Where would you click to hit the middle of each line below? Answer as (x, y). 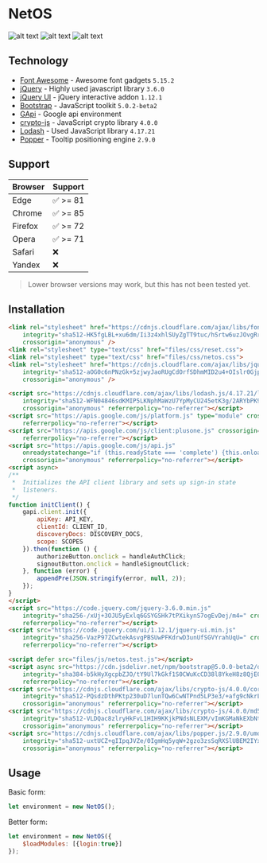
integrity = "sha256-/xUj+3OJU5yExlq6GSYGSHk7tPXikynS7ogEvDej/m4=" (135, 616)
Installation (37, 309)
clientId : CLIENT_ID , (73, 527)
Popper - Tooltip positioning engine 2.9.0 (87, 139)
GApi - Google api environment (70, 114)
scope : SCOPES (60, 542)
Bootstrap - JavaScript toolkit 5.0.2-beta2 (88, 105)
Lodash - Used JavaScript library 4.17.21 (87, 130)
